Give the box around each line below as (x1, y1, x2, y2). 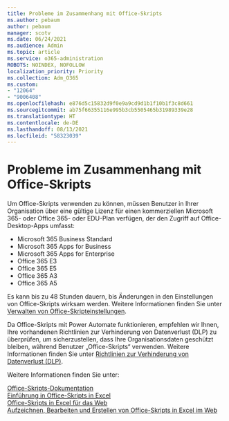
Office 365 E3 (17, 257, 57, 265)
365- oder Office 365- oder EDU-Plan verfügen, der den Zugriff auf (7, 214, 200, 223)
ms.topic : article (7, 49, 60, 56)
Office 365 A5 (17, 279, 57, 288)
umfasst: (49, 222, 75, 230)
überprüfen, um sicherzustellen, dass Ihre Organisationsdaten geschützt (7, 335, 214, 344)
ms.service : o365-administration (7, 55, 104, 62)
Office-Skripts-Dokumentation (7, 384, 94, 393)
